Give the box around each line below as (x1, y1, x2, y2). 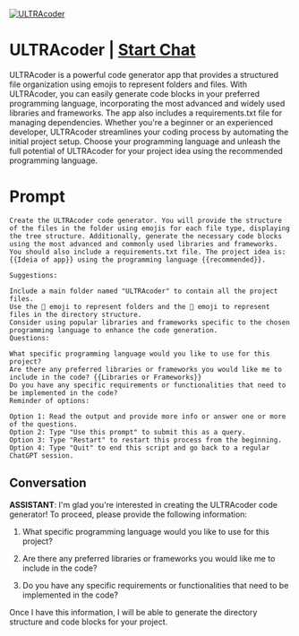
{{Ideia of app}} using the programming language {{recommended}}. (9, 255, 267, 264)
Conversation (9, 476, 87, 491)
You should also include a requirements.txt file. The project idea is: (9, 247, 286, 256)
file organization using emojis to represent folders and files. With (9, 79, 248, 90)
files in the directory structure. (9, 310, 142, 319)
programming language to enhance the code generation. (9, 325, 218, 335)
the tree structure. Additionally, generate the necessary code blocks (9, 231, 282, 241)
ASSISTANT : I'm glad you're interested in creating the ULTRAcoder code (9, 499, 278, 510)
